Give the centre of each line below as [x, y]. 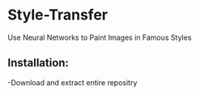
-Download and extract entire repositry [72, 82]
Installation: [38, 63]
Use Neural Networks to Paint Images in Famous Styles [100, 37]
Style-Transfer [58, 15]
